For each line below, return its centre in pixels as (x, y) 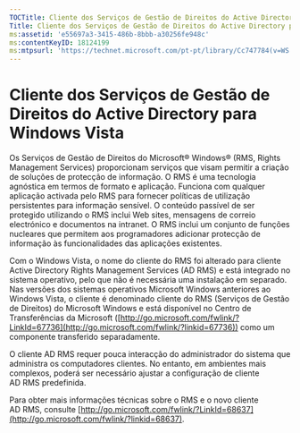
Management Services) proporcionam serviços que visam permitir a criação (149, 167)
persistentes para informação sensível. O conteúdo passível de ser (132, 206)
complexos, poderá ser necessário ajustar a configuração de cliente (134, 373)
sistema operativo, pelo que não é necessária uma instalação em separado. (148, 280)
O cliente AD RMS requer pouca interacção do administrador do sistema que (150, 354)
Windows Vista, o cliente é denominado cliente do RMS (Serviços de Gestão (150, 299)
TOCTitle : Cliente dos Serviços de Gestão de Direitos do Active (133, 17)
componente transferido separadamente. (85, 337)
